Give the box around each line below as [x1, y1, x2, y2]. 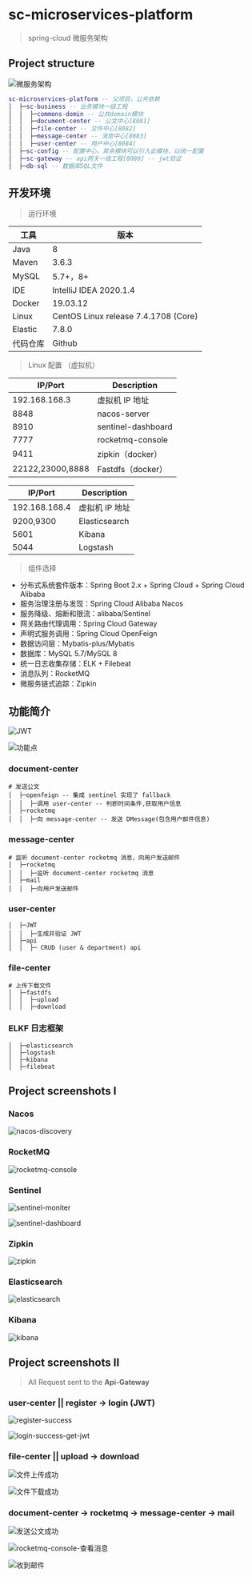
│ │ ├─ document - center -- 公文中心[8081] [8, 118, 150, 126]
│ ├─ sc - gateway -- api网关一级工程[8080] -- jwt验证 [8, 154, 182, 162]
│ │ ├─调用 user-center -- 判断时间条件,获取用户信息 [8, 800, 182, 808]
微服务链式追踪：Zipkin [19, 678, 97, 689]
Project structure [8, 57, 95, 70]
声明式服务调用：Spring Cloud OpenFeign [19, 629, 158, 638]
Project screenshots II [8, 1356, 120, 1370]
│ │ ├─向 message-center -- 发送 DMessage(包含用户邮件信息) [8, 815, 210, 823]
